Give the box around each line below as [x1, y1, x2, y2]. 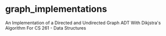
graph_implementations [5, 3, 107, 15]
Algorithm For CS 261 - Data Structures [5, 25, 87, 31]
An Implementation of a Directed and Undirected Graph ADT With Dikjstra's [5, 20, 161, 26]
